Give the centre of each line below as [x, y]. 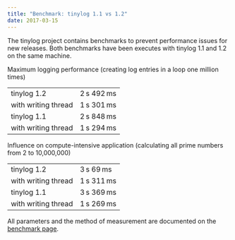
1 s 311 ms [98, 181]
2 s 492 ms [98, 93]
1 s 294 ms [98, 128]
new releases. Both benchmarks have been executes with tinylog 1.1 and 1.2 [117, 48]
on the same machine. [40, 55]
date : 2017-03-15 [33, 20]
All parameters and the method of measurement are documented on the [112, 221]
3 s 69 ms [96, 169]
